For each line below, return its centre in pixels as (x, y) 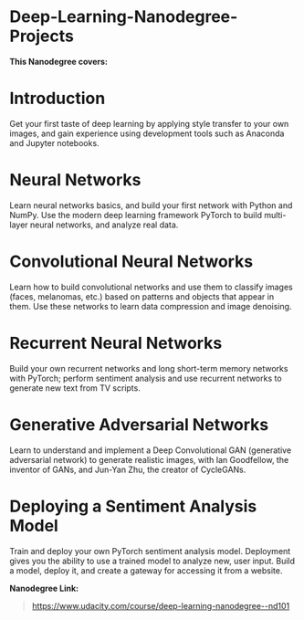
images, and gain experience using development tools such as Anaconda (147, 133)
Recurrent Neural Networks (116, 343)
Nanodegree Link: (44, 588)
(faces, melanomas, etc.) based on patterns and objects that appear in (142, 296)
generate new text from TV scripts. (75, 388)
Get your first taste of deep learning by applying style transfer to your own (149, 123)
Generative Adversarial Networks (139, 424)
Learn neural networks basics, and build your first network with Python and (151, 205)
